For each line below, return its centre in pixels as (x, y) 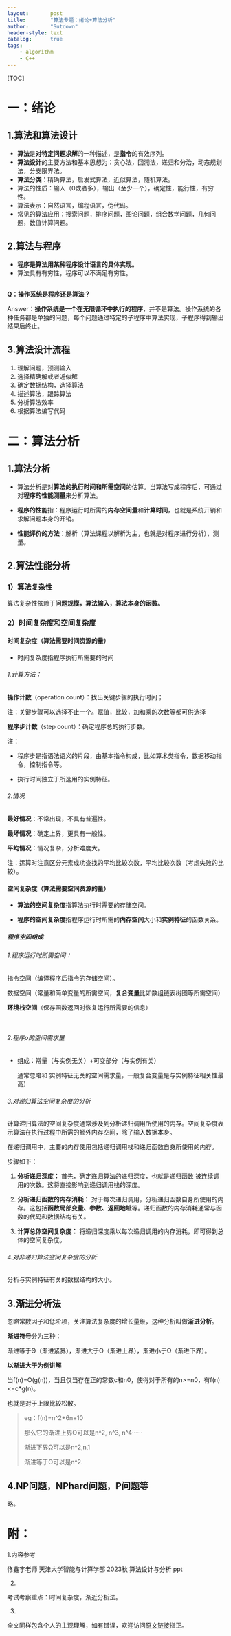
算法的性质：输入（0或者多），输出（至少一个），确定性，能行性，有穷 (115, 188)
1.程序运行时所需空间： (40, 955)
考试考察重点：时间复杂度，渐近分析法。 (64, 1597)
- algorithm (36, 52)
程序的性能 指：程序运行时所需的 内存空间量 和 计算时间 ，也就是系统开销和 (119, 510)
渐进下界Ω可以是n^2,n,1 (57, 1447)
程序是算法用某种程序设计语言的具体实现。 (77, 264)
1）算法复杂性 (30, 587)
